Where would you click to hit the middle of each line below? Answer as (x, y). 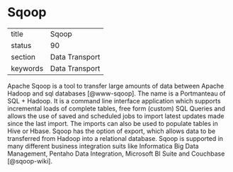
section (23, 57)
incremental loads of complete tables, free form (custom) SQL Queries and (116, 108)
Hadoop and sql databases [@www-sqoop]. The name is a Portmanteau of (116, 93)
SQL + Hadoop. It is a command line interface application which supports (114, 101)
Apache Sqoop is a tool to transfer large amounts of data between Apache (116, 86)
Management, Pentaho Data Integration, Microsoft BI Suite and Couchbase (116, 154)
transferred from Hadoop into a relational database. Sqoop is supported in (115, 138)
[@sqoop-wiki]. (30, 161)
